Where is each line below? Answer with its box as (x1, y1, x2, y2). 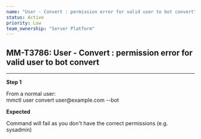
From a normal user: (6, 90, 56, 98)
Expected (6, 108, 31, 116)
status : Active (6, 14, 44, 20)
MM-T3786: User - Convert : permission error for (6, 47, 193, 58)
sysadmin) (6, 126, 32, 134)
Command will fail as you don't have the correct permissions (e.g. (6, 120, 169, 127)
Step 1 (6, 78, 22, 86)
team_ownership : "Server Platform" (6, 25, 95, 32)
